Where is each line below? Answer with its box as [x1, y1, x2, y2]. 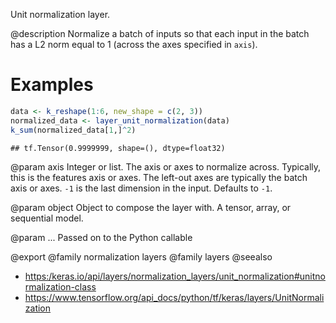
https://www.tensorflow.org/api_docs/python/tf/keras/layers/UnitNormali [24, 291, 325, 303]
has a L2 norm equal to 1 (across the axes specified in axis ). [10, 39, 258, 50]
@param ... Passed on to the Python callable [10, 231, 193, 243]
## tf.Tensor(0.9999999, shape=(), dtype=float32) [10, 143, 226, 153]
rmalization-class [24, 280, 97, 293]
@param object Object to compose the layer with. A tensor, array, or [10, 201, 292, 213]
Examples [10, 74, 94, 96]
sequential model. [10, 212, 84, 224]
